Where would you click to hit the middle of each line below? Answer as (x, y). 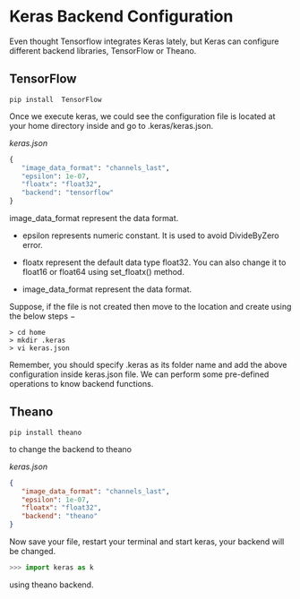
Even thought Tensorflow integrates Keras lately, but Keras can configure (144, 41)
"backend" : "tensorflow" (68, 193)
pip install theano (46, 432)
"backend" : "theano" (60, 517)
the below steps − (43, 316)
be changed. (33, 552)
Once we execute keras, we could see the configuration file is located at (142, 116)
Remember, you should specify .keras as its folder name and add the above (148, 365)
